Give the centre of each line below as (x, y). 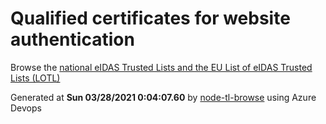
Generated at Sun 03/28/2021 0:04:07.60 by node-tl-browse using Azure (163, 97)
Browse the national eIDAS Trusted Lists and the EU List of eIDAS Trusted (161, 67)
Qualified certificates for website (150, 18)
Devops (26, 108)
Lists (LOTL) (35, 78)
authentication (72, 39)
